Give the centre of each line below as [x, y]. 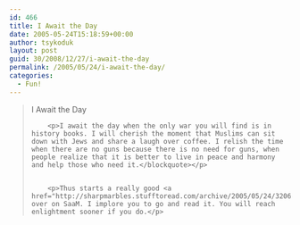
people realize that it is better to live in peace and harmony [153, 157]
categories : [31, 76]
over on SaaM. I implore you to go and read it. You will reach [153, 204]
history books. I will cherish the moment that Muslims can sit [153, 133]
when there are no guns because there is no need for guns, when [155, 149]
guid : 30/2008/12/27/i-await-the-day [79, 59]
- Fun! [29, 84]
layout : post [33, 51]
